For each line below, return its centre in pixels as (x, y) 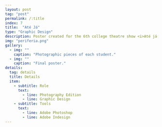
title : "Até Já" (23, 28)
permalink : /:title (25, 18)
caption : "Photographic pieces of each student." (65, 54)
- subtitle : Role (31, 86)
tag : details (23, 72)
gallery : (14, 45)
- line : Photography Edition (52, 95)
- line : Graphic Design (46, 99)
